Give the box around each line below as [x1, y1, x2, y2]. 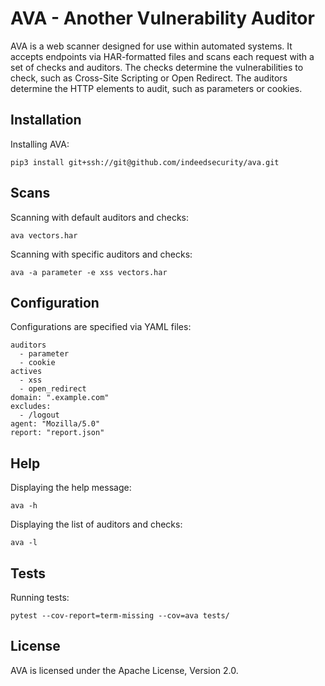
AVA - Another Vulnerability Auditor [10, 7, 315, 30]
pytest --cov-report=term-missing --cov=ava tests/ [10, 611, 230, 621]
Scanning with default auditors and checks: [10, 211, 190, 223]
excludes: [10, 402, 52, 412]
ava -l [10, 538, 38, 548]
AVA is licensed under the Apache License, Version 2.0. [10, 664, 239, 676]
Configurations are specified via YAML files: [10, 321, 192, 333]
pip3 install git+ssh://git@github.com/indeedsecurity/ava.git [10, 157, 280, 167]
